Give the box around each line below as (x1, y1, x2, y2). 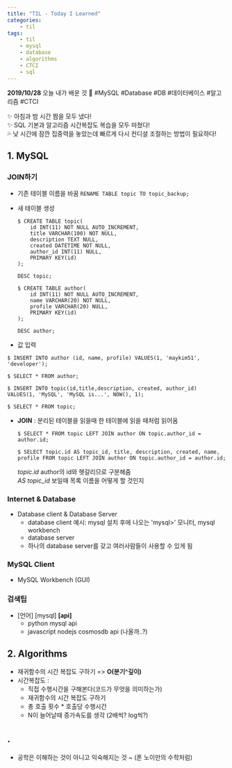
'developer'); (7, 361, 49, 368)
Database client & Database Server (17, 510, 118, 519)
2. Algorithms (7, 648, 68, 660)
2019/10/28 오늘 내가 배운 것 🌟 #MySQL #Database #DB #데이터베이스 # (7, 88, 211, 97)
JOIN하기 (7, 172, 38, 182)
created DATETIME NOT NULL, (30, 242, 111, 249)
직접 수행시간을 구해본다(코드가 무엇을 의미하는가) (27, 684, 163, 693)
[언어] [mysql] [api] (17, 611, 72, 620)
